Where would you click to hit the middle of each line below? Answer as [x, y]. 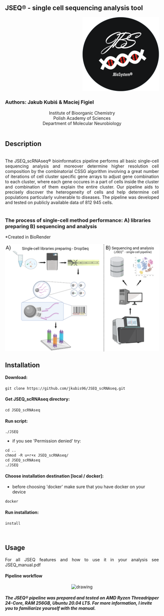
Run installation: [22, 512]
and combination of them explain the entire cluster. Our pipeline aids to [82, 187]
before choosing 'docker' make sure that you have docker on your [79, 487]
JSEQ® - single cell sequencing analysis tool [74, 8]
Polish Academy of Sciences [82, 118]
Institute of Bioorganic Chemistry [82, 113]
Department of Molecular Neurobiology [82, 123]
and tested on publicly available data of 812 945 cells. [59, 202]
